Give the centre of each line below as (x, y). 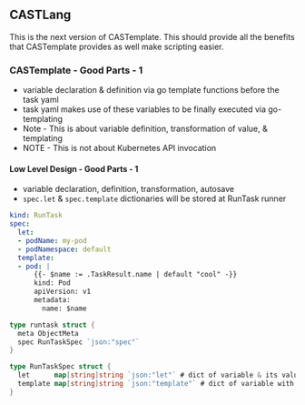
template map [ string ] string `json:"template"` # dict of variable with (156, 384)
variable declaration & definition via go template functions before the (151, 90)
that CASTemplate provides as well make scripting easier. (117, 46)
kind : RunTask (36, 216)
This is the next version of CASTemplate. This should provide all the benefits (152, 36)
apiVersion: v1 (62, 292)
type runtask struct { (52, 325)
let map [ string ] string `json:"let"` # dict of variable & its (148, 375)
